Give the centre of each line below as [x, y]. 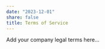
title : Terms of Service [37, 23]
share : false [22, 17]
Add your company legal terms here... [53, 40]
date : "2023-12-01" [31, 12]
